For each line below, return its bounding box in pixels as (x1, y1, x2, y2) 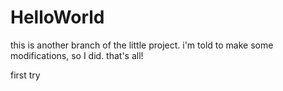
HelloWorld (10, 6, 105, 29)
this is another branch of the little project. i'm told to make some (10, 39, 274, 51)
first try (10, 69, 41, 81)
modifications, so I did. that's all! (10, 49, 144, 61)
